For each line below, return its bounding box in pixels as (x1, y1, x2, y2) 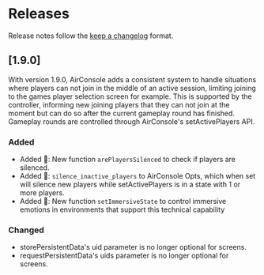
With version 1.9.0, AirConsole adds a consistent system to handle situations (8, 74, 257, 84)
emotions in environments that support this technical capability (19, 205, 225, 214)
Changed (8, 224, 45, 235)
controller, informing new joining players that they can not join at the (8, 100, 230, 109)
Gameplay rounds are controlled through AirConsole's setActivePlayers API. (8, 116, 255, 126)
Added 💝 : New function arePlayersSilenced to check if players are (19, 155, 236, 164)
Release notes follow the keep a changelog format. (8, 31, 174, 40)
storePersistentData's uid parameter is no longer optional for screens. (19, 243, 247, 252)
